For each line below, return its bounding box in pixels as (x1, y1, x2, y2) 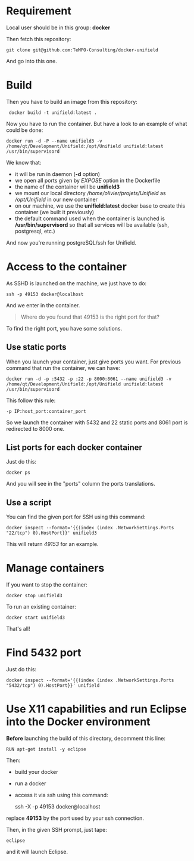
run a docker (14, 780, 46, 787)
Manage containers (6, 561, 105, 575)
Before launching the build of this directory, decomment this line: (6, 735, 165, 742)
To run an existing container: (6, 603, 76, 610)
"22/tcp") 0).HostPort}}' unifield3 (6, 530, 97, 536)
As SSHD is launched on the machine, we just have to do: (6, 279, 147, 287)
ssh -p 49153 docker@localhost (6, 291, 84, 297)
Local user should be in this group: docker (6, 24, 111, 31)
